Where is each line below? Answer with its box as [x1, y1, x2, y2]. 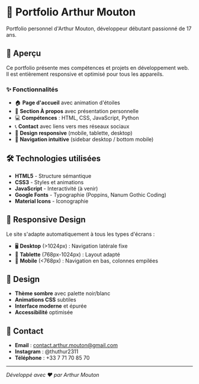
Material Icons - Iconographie [14, 197, 89, 204]
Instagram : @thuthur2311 [14, 348, 79, 355]
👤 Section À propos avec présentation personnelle [14, 108, 139, 115]
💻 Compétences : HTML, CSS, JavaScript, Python [14, 114, 139, 121]
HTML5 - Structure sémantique [14, 172, 92, 180]
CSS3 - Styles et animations [14, 178, 84, 185]
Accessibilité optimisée [14, 309, 73, 316]
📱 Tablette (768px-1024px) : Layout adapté [14, 251, 120, 258]
